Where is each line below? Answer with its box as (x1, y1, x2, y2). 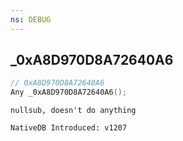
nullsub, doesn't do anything (10, 106, 137, 116)
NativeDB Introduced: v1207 (10, 123, 128, 133)
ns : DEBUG (10, 14, 52, 25)
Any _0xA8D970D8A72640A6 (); (10, 87, 128, 98)
